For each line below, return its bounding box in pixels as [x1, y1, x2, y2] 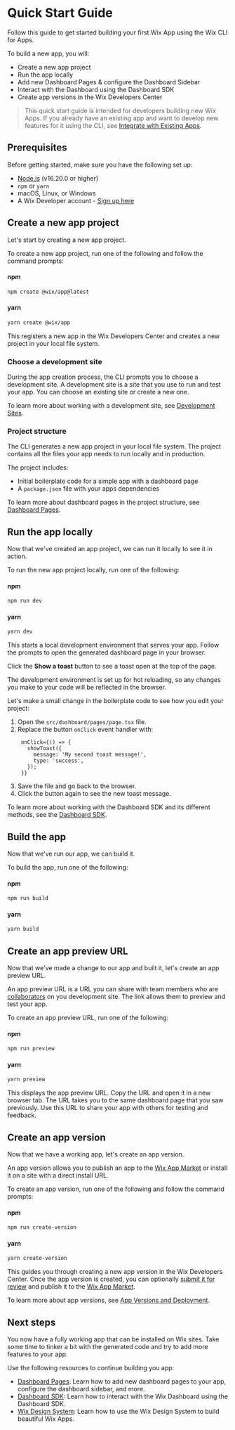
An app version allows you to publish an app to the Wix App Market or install [7, 1164, 228, 1172]
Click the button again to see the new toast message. [17, 790, 172, 798]
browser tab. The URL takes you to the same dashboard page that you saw [7, 1096, 224, 1104]
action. [7, 552, 27, 560]
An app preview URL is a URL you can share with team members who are [7, 985, 219, 993]
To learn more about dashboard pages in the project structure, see [7, 498, 200, 507]
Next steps [7, 1316, 56, 1328]
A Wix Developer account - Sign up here [17, 196, 135, 205]
